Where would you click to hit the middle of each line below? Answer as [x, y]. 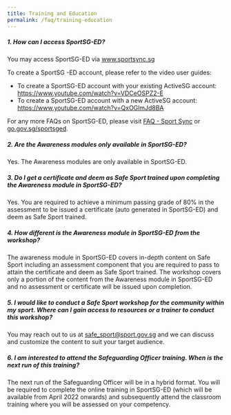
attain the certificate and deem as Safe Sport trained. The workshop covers [114, 272]
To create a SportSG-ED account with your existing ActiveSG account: [117, 86]
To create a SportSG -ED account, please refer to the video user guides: [109, 72]
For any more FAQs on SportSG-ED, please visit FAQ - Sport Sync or [104, 121]
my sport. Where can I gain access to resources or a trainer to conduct [111, 310]
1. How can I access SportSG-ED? [56, 42]
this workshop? [30, 317]
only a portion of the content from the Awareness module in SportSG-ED [110, 279]
